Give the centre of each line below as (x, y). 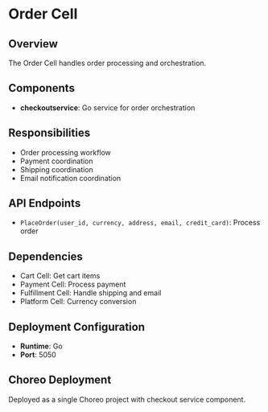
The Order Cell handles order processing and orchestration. (107, 63)
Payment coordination (57, 161)
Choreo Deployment (60, 380)
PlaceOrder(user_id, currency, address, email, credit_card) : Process (140, 223)
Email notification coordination (70, 178)
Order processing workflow (65, 152)
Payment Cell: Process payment (73, 284)
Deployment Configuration (77, 327)
